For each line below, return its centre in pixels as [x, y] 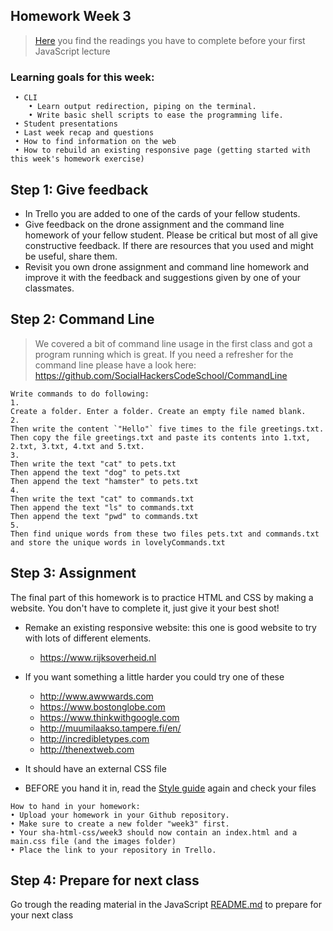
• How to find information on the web [95, 142]
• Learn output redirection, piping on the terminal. [142, 107]
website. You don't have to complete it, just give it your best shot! [145, 608]
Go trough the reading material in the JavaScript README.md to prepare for [166, 905]
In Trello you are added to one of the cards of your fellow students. [162, 213]
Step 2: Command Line [82, 319]
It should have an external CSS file [95, 768]
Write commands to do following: [80, 394]
